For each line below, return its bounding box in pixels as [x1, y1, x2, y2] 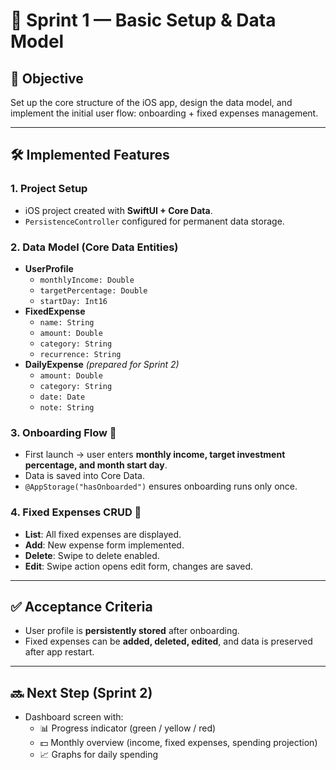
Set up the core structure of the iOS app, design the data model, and [10, 97, 293, 108]
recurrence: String [39, 349, 122, 359]
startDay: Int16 [39, 296, 108, 306]
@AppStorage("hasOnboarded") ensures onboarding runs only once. [24, 480, 298, 493]
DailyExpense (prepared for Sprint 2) [24, 358, 180, 370]
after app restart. [24, 646, 95, 658]
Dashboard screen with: [24, 711, 124, 723]
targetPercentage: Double [39, 285, 148, 296]
